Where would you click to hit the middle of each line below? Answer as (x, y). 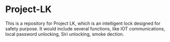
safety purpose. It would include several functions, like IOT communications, (85, 28)
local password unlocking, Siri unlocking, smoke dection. (65, 34)
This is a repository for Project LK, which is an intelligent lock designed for (83, 23)
